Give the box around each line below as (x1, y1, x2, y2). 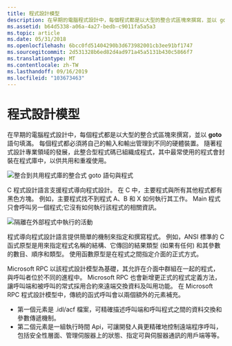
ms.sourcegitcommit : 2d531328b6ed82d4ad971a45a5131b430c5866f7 (7, 49, 193, 56)
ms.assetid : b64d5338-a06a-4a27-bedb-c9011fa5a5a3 (7, 23, 156, 30)
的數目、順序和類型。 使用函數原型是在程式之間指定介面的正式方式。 (7, 250, 202, 258)
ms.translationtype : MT (7, 55, 76, 62)
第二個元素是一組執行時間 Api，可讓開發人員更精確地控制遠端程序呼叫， (17, 322, 222, 331)
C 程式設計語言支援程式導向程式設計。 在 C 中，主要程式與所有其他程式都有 (7, 186, 223, 194)
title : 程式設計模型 (7, 10, 60, 17)
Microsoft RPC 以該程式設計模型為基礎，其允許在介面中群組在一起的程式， (7, 264, 220, 273)
